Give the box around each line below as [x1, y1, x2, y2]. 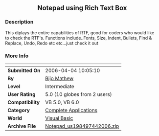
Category [7, 107, 30, 113]
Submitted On [7, 67, 41, 74]
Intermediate [45, 83, 74, 90]
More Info [5, 52, 29, 59]
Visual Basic [45, 114, 73, 121]
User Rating [7, 91, 36, 97]
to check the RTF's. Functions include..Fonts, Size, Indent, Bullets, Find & [5, 35, 152, 41]
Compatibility [7, 99, 40, 106]
